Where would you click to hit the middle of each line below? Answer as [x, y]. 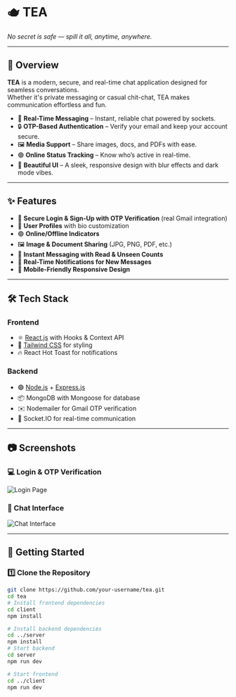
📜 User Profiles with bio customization [73, 225]
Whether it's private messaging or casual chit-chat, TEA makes [99, 97]
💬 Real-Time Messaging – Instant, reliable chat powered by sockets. [117, 118]
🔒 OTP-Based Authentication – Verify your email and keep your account [123, 126]
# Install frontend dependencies [56, 603]
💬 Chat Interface [36, 508]
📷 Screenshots [41, 447]
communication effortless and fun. [57, 104]
